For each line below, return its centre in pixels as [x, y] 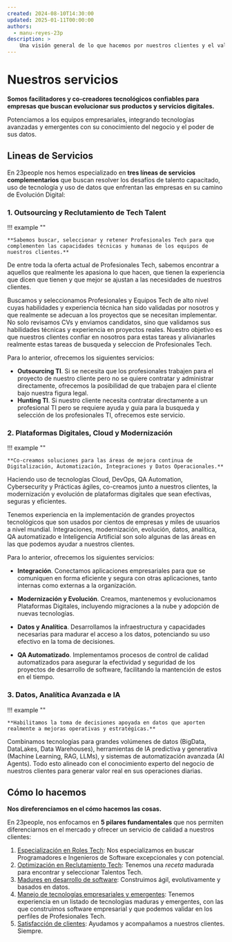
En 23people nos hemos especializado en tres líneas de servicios [101, 173]
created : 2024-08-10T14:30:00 [51, 13]
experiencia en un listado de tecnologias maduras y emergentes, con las [120, 902]
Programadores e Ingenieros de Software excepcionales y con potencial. [120, 858]
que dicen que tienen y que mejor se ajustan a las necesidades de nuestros [115, 279]
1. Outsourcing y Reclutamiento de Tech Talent [87, 213]
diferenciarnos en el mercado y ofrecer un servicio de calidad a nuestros [111, 830]
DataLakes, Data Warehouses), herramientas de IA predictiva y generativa [112, 749]
